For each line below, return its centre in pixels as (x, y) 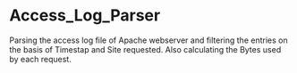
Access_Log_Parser (85, 16)
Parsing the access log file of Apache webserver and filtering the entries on (148, 40)
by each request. (40, 59)
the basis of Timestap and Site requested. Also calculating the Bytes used (145, 49)
